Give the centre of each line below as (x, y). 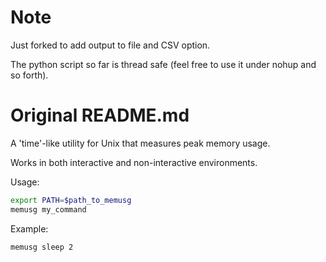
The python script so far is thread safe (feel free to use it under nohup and (163, 64)
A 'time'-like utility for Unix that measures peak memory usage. (140, 143)
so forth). (29, 75)
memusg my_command (48, 209)
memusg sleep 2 (42, 247)
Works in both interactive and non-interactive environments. (134, 162)
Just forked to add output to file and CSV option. (110, 45)
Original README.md (100, 115)
